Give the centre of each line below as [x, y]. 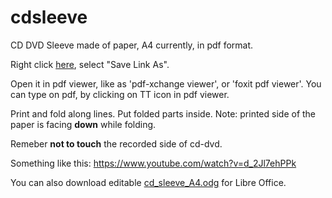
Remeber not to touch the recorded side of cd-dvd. [116, 143]
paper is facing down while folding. [83, 124]
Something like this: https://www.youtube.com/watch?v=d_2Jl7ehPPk [153, 163]
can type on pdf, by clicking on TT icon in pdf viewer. [120, 94]
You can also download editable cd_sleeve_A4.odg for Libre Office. [148, 182]
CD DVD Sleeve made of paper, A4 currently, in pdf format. [132, 45]
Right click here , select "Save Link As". [90, 64]
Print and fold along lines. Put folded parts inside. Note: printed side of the [163, 113]
